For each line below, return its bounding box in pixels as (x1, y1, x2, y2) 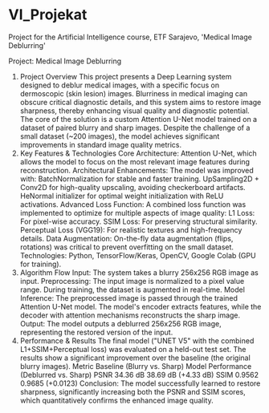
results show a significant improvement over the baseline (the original (19, 353, 251, 362)
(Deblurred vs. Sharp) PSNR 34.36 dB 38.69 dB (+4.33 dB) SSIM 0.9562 (19, 370, 259, 379)
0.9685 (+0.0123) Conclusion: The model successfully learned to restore (19, 379, 261, 388)
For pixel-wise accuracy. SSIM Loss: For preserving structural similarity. (19, 217, 258, 226)
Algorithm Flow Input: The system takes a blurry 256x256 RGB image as (19, 267, 259, 277)
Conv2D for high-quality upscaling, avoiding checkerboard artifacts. (19, 182, 247, 192)
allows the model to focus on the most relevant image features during (19, 156, 251, 166)
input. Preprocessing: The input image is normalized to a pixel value (19, 276, 245, 285)
